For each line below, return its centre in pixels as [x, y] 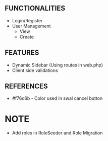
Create [26, 37]
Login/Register [27, 20]
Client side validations [35, 70]
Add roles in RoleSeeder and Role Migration [57, 133]
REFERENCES [26, 86]
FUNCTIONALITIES [35, 8]
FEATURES [22, 53]
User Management [31, 26]
